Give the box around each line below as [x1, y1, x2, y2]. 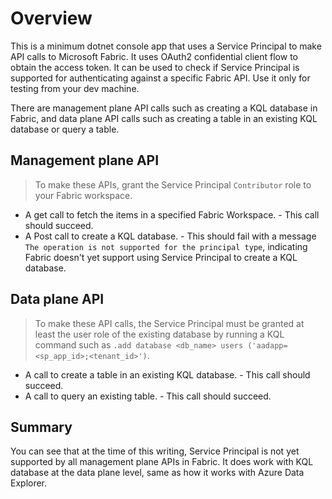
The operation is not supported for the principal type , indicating [24, 240, 308, 252]
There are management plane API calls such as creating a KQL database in [10, 102, 318, 114]
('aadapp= [247, 340, 288, 351]
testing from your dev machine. [10, 82, 140, 94]
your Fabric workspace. [34, 189, 133, 201]
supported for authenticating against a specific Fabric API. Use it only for [10, 72, 311, 84]
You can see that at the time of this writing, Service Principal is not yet [10, 445, 300, 457]
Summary [10, 418, 73, 436]
